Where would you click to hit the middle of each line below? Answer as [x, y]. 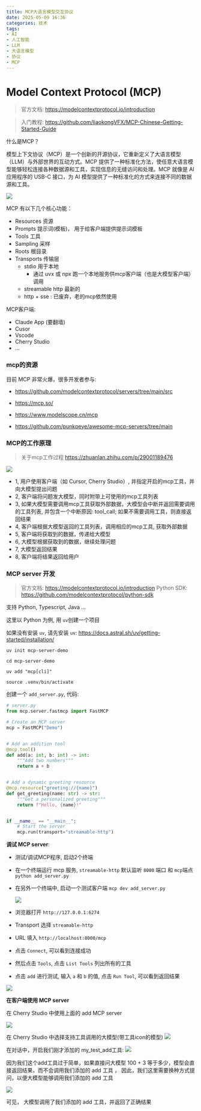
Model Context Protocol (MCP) [84, 92]
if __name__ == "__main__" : [41, 821]
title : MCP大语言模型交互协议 [40, 12]
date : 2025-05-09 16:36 [36, 17]
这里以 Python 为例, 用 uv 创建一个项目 [53, 620]
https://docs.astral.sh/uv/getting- [119, 633]
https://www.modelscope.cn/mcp [56, 415]
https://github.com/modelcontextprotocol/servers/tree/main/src [94, 391]
